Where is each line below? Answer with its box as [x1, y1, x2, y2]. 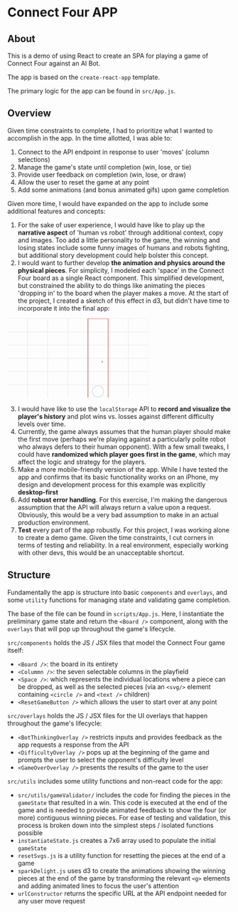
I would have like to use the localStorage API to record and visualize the [17, 404, 231, 413]
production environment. [17, 518, 90, 527]
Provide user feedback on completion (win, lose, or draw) [17, 170, 187, 179]
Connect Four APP [7, 4, 119, 21]
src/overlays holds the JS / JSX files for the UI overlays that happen [7, 711, 208, 720]
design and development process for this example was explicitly [17, 480, 206, 489]
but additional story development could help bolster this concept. [17, 251, 209, 259]
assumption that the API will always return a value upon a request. [17, 503, 212, 512]
